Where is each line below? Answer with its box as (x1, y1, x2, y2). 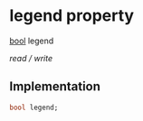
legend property (9, 5, 134, 26)
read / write (9, 52, 52, 63)
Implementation (9, 79, 101, 95)
